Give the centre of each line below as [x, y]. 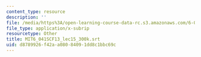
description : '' [26, 17]
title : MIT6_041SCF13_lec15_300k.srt [53, 39]
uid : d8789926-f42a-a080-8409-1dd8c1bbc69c [61, 45]
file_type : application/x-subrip [48, 28]
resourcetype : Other [32, 34]
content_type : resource [36, 12]
